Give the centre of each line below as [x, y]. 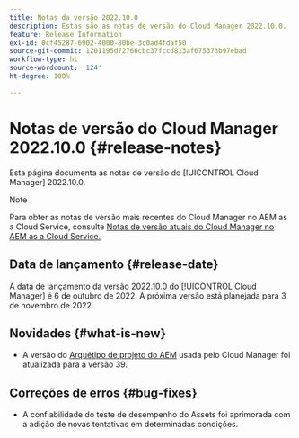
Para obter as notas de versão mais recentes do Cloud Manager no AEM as [148, 217]
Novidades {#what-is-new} [88, 333]
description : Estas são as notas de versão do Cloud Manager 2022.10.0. [148, 26]
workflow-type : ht [44, 59]
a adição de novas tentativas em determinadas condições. [130, 425]
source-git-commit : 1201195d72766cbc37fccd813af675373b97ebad [128, 51]
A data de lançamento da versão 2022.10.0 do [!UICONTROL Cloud [133, 286]
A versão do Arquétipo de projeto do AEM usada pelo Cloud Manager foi [156, 355]
